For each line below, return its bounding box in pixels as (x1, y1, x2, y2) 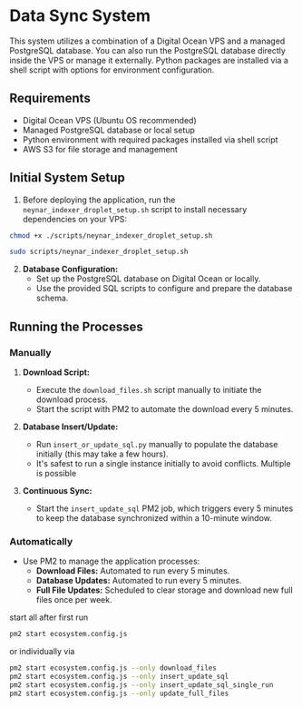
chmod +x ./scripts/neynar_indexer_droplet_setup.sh (9, 231, 213, 241)
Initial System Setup (9, 170, 125, 186)
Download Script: (22, 367, 91, 378)
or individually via (9, 646, 75, 657)
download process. (35, 394, 109, 405)
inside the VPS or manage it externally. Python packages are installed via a (9, 54, 288, 65)
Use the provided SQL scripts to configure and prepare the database (35, 283, 293, 294)
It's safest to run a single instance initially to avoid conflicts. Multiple (35, 458, 292, 468)
